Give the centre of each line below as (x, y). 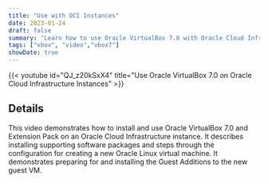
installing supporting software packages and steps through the (111, 145)
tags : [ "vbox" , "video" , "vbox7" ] (64, 45)
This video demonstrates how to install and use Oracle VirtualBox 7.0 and (128, 127)
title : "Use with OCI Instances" (64, 16)
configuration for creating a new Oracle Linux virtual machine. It (113, 153)
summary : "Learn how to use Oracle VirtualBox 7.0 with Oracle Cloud (126, 38)
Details (26, 109)
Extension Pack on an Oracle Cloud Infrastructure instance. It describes (126, 136)
